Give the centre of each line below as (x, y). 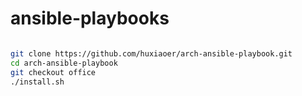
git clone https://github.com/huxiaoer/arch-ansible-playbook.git (151, 53)
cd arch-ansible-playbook (64, 63)
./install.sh (37, 82)
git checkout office (53, 72)
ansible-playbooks (90, 18)
